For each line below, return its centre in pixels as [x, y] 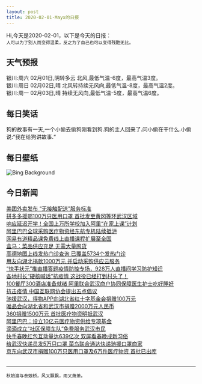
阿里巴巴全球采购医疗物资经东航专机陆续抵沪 [62, 231]
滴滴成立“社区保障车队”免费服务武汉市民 [56, 329]
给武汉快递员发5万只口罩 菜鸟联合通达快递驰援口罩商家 [75, 344]
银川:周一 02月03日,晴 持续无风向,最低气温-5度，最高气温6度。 [84, 93]
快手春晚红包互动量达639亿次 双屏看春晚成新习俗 [67, 336]
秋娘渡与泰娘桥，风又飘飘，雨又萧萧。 [46, 376]
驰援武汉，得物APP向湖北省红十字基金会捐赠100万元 [71, 299]
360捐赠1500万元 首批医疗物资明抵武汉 [55, 314]
